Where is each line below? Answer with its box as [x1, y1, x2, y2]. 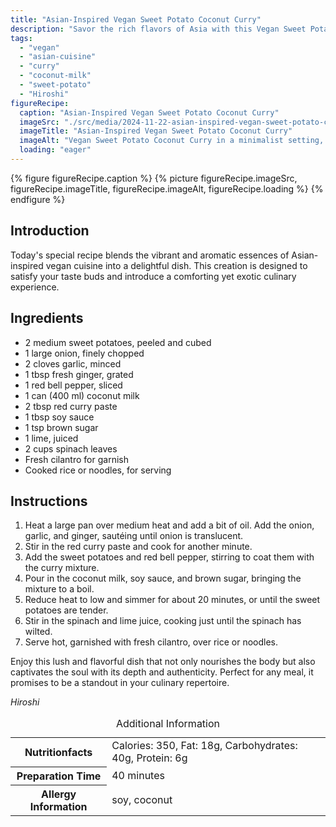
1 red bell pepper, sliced [24, 379, 123, 391]
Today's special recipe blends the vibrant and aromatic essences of [10, 249, 290, 261]
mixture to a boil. [24, 583, 95, 595]
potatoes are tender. [24, 604, 109, 616]
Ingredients [10, 310, 84, 327]
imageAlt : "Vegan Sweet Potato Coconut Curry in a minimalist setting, [19, 136, 325, 146]
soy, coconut [111, 792, 173, 806]
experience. [10, 281, 60, 293]
